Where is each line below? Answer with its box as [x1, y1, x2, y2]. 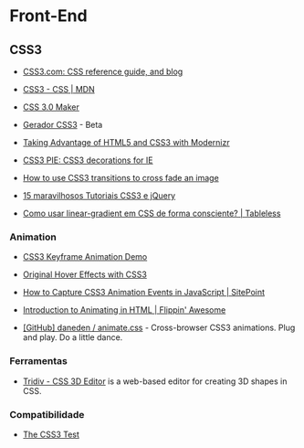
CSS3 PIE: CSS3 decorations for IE [22, 155, 153, 165]
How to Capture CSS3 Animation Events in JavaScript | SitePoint [22, 287, 266, 298]
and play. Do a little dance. [22, 332, 123, 343]
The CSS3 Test [22, 429, 80, 440]
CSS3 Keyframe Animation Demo [22, 251, 148, 262]
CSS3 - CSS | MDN [22, 84, 95, 94]
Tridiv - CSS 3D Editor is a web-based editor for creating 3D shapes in [22, 376, 288, 387]
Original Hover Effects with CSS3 [22, 269, 148, 280]
